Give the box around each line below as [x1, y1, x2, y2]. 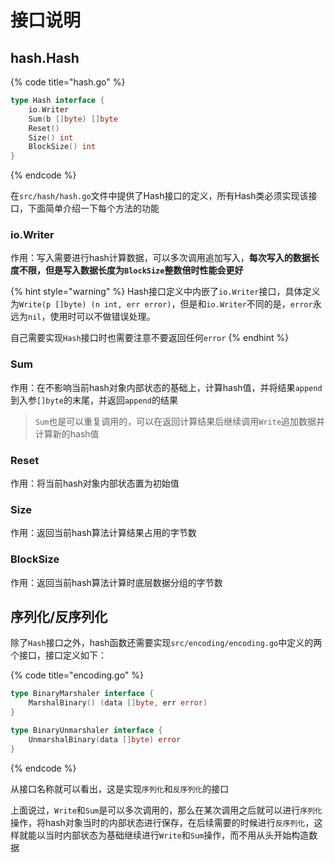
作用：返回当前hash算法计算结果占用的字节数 [10, 527, 197, 539]
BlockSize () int [28, 142, 97, 152]
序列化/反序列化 [10, 609, 108, 625]
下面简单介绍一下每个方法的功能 [27, 202, 160, 215]
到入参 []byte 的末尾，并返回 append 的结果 [10, 394, 178, 406]
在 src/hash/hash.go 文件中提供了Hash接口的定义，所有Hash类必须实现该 [10, 190, 309, 202]
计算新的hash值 [34, 427, 100, 440]
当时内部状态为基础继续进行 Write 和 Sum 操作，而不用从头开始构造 [44, 829, 310, 841]
